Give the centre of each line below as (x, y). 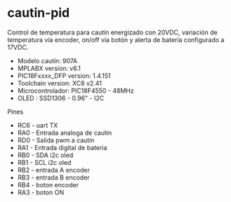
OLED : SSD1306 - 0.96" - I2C (61, 98)
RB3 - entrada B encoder (53, 177)
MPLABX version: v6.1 (49, 68)
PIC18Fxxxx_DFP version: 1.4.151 (64, 76)
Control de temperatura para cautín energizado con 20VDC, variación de (112, 32)
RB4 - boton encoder (48, 184)
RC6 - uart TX (38, 125)
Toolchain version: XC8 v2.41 (59, 83)
